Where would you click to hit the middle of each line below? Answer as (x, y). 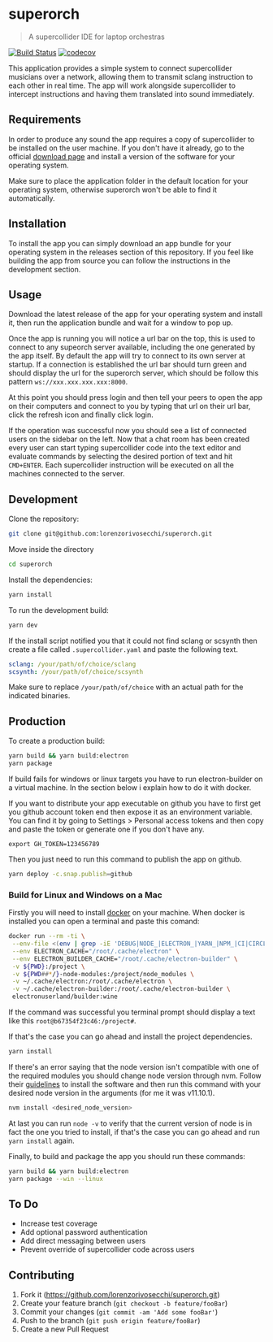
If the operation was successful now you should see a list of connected (128, 431)
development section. (45, 269)
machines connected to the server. (67, 474)
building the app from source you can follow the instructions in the (119, 260)
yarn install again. (41, 1140)
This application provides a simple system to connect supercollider (121, 68)
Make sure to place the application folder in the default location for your (129, 180)
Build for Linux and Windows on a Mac (85, 895)
